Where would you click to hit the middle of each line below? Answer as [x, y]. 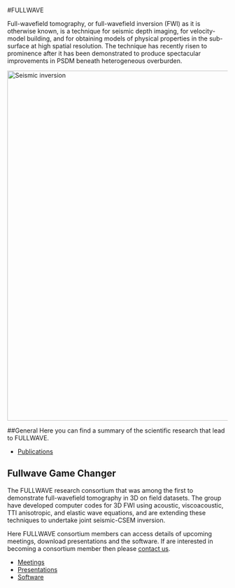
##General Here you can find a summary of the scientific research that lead [116, 430]
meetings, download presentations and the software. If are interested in [110, 541]
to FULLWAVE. [28, 438]
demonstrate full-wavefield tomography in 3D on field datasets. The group [114, 498]
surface [19, 46]
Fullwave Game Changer [62, 474]
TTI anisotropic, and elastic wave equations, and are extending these [107, 512]
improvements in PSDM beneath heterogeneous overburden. [95, 61]
